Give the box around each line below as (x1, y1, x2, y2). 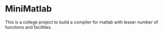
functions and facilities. (5, 24, 52, 30)
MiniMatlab (5, 3, 52, 14)
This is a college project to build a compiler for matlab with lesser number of (5, 19, 159, 25)
